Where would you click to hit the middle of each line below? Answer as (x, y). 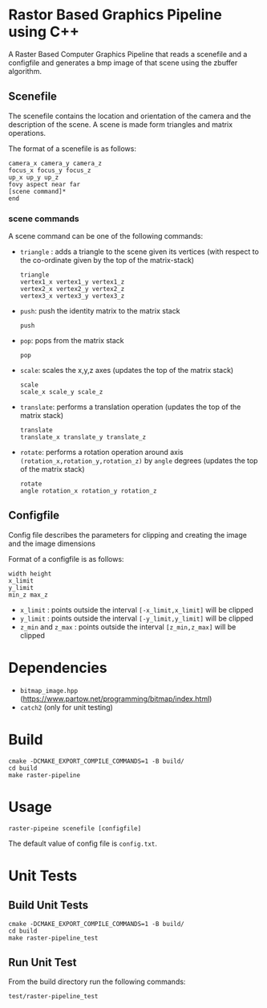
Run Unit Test (43, 963)
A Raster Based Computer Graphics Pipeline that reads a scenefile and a (128, 54)
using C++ (44, 32)
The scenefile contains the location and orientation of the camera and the (129, 116)
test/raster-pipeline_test (53, 997)
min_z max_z (28, 595)
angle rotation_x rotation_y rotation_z (88, 491)
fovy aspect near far (44, 184)
